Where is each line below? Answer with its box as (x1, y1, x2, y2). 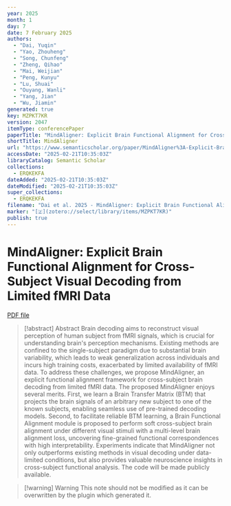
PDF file (7, 311, 30, 319)
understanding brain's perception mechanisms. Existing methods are (23, 338, 219, 347)
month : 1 (7, 16, 32, 23)
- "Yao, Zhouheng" (13, 49, 67, 56)
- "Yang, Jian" (13, 93, 57, 100)
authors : (7, 36, 32, 43)
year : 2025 (7, 10, 38, 17)
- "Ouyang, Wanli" (13, 87, 67, 93)
